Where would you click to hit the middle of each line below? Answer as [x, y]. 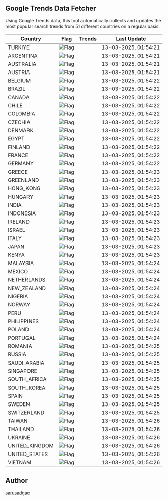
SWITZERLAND [26, 412]
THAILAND [21, 429]
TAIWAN [18, 421]
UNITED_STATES [28, 454]
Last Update [131, 39]
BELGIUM [19, 80]
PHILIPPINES [23, 321]
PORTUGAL [22, 338]
